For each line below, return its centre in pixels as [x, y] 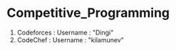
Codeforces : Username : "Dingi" [65, 32]
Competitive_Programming [88, 13]
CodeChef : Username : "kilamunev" [70, 39]
